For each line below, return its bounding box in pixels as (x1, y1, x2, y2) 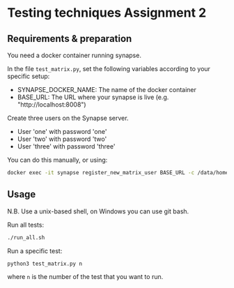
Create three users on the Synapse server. (7, 114, 129, 122)
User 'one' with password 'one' (17, 128, 107, 135)
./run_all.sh (7, 234, 45, 241)
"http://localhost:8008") (17, 100, 86, 109)
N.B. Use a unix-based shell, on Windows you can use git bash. (7, 207, 189, 215)
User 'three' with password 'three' (17, 142, 116, 151)
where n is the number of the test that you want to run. (7, 273, 164, 281)
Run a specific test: (7, 246, 63, 255)
